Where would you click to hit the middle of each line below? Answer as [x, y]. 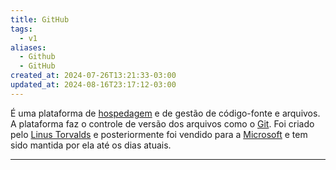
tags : [21, 29]
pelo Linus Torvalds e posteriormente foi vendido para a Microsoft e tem [159, 134]
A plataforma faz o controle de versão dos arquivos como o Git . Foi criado [162, 123]
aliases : [28, 47]
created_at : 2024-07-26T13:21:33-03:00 [93, 76]
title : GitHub [40, 19]
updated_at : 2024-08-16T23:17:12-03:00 [93, 85]
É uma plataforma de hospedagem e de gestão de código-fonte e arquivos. [165, 113]
